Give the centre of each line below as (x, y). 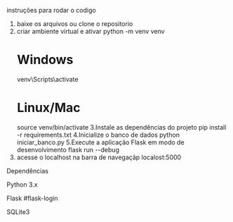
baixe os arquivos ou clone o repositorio (75, 24)
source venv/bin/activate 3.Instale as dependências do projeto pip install (121, 127)
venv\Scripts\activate (47, 79)
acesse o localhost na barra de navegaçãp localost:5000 (99, 157)
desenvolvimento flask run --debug (68, 149)
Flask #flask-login (32, 198)
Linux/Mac (49, 108)
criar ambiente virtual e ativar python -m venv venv (91, 31)
